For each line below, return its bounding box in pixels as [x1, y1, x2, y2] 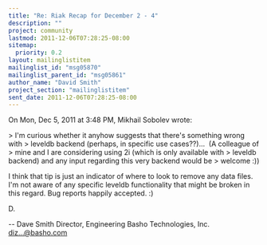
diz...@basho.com [8, 228, 68, 238]
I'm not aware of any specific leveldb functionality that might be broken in [8, 180, 250, 190]
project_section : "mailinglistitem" [8, 85, 130, 94]
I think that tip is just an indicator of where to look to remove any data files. [8, 172, 253, 181]
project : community [8, 26, 73, 34]
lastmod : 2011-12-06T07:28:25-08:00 [8, 34, 130, 42]
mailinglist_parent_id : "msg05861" [8, 71, 127, 79]
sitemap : [8, 41, 37, 49]
